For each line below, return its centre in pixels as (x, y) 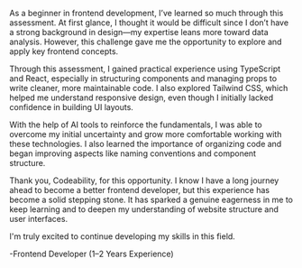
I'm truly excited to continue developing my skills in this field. (123, 236)
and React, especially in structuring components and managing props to (143, 79)
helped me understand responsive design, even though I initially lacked (142, 97)
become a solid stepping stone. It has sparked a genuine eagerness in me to (151, 199)
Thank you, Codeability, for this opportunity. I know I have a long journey (144, 180)
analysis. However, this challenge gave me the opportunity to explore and (146, 42)
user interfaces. (39, 219)
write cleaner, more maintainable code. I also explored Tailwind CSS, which (149, 88)
